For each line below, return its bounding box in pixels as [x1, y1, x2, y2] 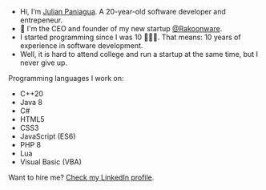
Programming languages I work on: [8, 74, 124, 83]
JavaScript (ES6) [19, 131, 76, 141]
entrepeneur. [19, 15, 62, 25]
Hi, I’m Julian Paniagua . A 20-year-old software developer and [19, 7, 227, 16]
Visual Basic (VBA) [19, 157, 83, 167]
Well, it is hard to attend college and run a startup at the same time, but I [19, 50, 259, 59]
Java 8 [19, 98, 42, 107]
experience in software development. [19, 41, 143, 51]
